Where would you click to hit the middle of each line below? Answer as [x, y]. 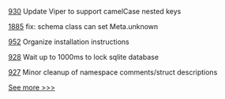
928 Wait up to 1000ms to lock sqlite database [84, 57]
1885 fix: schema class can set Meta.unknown [83, 26]
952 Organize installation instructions [69, 42]
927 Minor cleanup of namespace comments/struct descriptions [113, 72]
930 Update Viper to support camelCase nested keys [95, 11]
